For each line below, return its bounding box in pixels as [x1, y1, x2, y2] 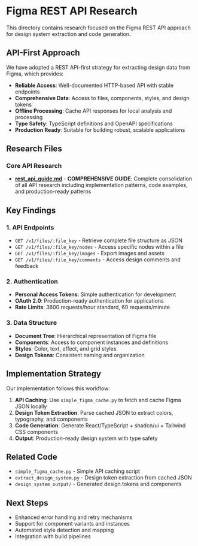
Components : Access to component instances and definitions [14, 339, 169, 346]
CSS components [14, 428, 59, 435]
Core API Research [6, 162, 62, 170]
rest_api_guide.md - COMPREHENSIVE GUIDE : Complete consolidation [14, 175, 193, 182]
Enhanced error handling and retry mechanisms [14, 514, 133, 521]
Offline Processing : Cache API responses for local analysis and [14, 107, 172, 114]
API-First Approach [6, 48, 80, 58]
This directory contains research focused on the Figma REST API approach [6, 24, 191, 31]
